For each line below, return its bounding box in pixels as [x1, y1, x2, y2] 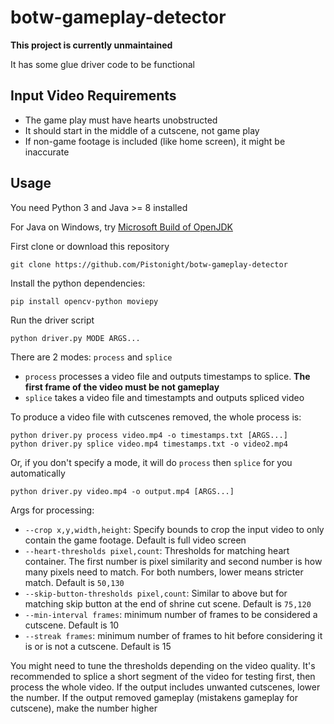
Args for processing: [10, 504, 95, 516]
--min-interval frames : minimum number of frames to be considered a [24, 608, 318, 620]
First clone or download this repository [10, 240, 170, 252]
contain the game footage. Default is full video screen [24, 534, 247, 546]
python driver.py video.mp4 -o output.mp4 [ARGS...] [10, 486, 235, 496]
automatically [10, 467, 66, 479]
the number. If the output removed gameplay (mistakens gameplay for [10, 691, 299, 703]
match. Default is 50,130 [24, 576, 125, 588]
